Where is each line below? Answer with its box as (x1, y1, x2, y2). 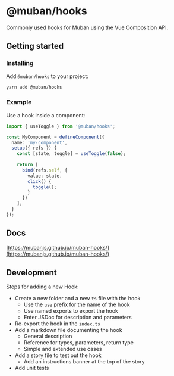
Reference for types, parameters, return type (23, 339, 134, 346)
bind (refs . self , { (21, 167, 68, 173)
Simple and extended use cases (23, 346, 102, 353)
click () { (27, 178, 52, 184)
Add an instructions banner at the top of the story (23, 358, 145, 365)
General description (23, 333, 72, 340)
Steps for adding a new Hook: (6, 283, 79, 290)
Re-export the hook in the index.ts (14, 320, 101, 327)
